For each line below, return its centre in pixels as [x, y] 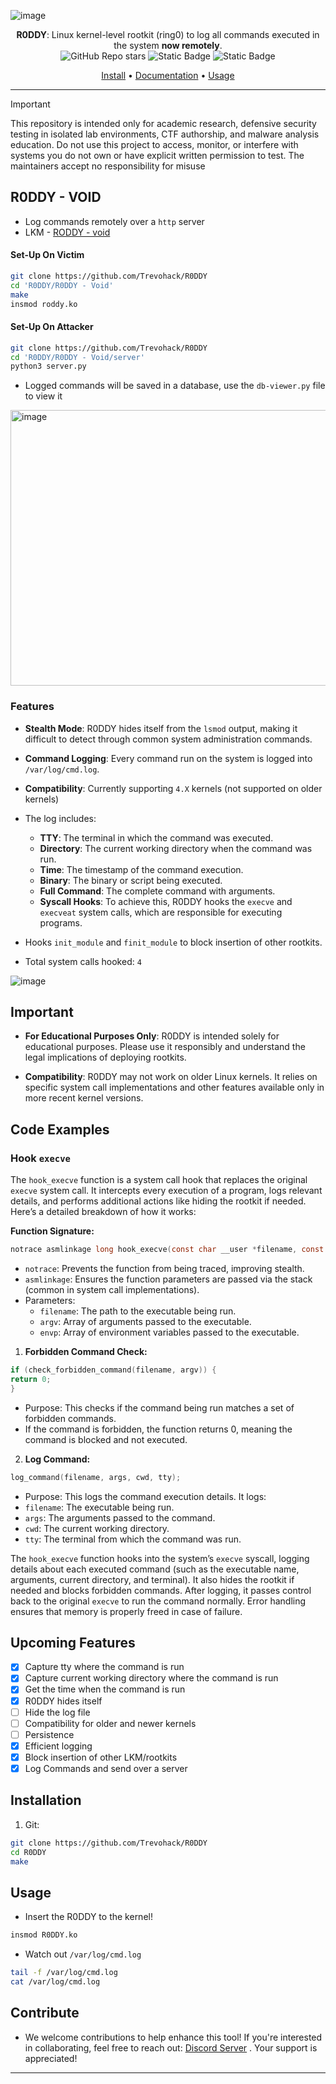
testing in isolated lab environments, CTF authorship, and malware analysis [165, 134]
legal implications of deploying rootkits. [105, 1057]
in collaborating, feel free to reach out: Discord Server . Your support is [171, 2047]
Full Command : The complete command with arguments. [157, 891]
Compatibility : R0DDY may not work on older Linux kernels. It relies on [171, 1077]
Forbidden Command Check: [86, 1352]
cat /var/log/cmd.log [55, 1981]
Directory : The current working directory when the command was [176, 848]
